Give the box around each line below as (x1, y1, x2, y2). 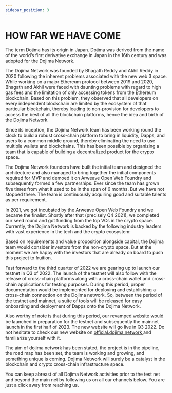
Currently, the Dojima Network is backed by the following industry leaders (5, 223, 162, 229)
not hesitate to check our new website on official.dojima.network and (5, 329, 151, 335)
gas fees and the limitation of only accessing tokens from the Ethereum (5, 89, 156, 96)
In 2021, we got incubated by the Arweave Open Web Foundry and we (5, 207, 154, 213)
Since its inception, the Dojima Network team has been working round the (5, 126, 162, 133)
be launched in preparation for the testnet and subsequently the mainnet (5, 318, 159, 324)
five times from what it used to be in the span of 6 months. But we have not (5, 185, 164, 192)
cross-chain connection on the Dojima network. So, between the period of (5, 292, 163, 298)
